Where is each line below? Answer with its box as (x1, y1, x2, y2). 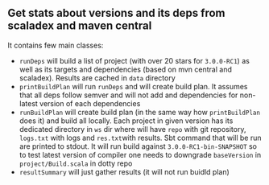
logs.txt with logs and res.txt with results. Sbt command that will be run (19, 133, 262, 142)
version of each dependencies (39, 98, 141, 108)
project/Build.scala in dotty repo (19, 158, 133, 168)
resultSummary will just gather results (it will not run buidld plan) (19, 166, 230, 176)
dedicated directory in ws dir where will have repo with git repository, (19, 124, 246, 134)
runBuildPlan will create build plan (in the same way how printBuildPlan (19, 107, 261, 117)
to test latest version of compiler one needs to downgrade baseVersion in (19, 150, 262, 159)
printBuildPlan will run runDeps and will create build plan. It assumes (19, 81, 248, 91)
